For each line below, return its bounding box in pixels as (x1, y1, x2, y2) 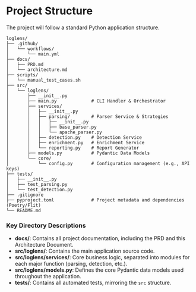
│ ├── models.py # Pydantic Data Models (6, 150, 150, 156)
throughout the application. (14, 273, 81, 280)
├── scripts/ (6, 72, 39, 78)
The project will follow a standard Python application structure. (6, 24, 160, 31)
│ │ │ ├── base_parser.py (6, 124, 97, 130)
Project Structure (6, 4, 93, 18)
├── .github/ (6, 41, 39, 46)
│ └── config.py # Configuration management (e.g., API (6, 160, 190, 166)
